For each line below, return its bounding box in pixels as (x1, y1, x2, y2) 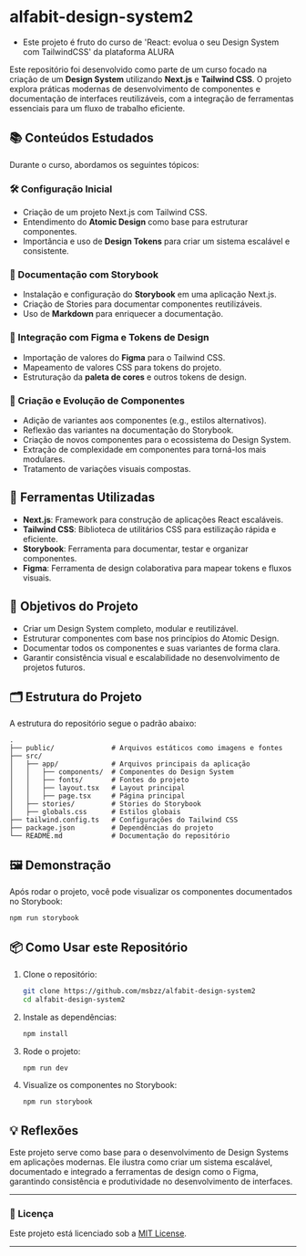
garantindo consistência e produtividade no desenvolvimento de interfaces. (9, 1176, 293, 1188)
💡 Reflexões (9, 1123, 79, 1138)
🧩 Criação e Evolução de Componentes (9, 394, 185, 407)
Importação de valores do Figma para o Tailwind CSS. (22, 351, 226, 362)
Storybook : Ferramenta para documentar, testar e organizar (22, 543, 249, 554)
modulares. (22, 454, 66, 465)
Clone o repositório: (22, 968, 97, 979)
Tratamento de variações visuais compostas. (22, 463, 191, 474)
